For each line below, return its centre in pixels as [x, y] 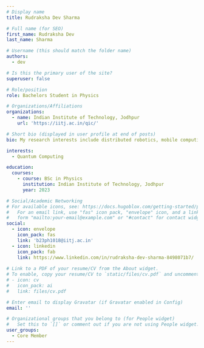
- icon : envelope [34, 229]
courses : [23, 173]
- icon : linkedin [34, 246]
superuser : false [28, 79]
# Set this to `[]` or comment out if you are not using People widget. [103, 325]
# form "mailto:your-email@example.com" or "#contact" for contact [96, 218]
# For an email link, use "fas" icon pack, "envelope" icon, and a [96, 212]
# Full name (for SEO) [35, 29]
